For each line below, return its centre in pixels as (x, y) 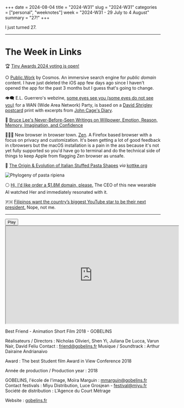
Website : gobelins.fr (26, 400)
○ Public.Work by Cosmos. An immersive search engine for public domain (81, 77)
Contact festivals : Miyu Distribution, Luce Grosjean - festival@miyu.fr (76, 385)
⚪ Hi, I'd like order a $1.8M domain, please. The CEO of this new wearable (81, 185)
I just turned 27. (21, 27)
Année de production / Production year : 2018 (52, 370)
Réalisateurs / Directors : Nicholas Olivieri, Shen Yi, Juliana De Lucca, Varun (82, 341)
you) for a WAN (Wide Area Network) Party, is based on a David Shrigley (79, 105)
